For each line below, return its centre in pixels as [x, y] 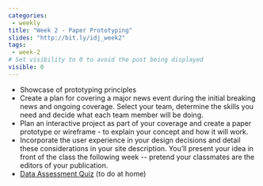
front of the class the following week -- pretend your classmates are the [137, 157]
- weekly [26, 23]
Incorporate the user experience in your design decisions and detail [130, 140]
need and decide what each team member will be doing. [111, 115]
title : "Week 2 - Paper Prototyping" [71, 30]
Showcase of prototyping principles [78, 89]
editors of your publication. [64, 165]
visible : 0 [26, 67]
